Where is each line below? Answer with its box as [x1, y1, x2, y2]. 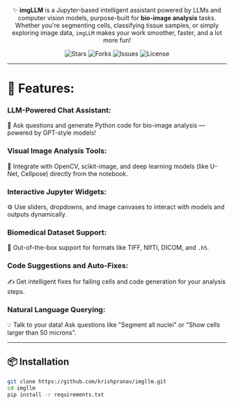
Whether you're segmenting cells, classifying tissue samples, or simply [15, 21, 219, 29]
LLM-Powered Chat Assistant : [7, 105, 111, 115]
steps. [7, 287, 25, 295]
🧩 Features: [7, 80, 75, 96]
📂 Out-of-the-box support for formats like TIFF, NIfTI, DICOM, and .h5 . [7, 244, 210, 252]
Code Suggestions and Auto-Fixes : [7, 261, 129, 271]
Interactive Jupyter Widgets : [7, 186, 107, 196]
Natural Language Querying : [7, 304, 106, 314]
